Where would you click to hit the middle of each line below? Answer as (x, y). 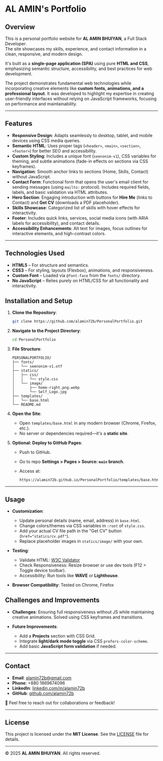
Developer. (16, 44)
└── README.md (26, 405)
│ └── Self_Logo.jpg (39, 392)
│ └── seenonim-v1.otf (37, 366)
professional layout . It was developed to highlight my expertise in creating (80, 94)
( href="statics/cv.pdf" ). (44, 536)
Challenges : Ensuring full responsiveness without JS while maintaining (83, 612)
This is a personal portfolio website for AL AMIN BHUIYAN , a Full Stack (76, 38)
